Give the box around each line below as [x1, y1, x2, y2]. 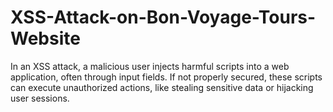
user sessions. [10, 92, 70, 104]
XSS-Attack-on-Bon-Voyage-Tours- [10, 6, 317, 29]
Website [10, 27, 81, 50]
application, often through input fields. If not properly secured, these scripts [10, 71, 323, 83]
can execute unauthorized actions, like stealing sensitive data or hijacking [10, 81, 314, 93]
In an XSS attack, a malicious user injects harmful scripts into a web [10, 60, 290, 72]
